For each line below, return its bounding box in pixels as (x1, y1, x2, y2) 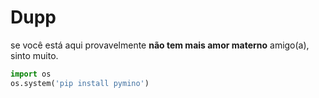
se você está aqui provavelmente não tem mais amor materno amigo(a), (10, 39, 310, 51)
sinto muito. (10, 49, 59, 61)
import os (10, 69, 52, 79)
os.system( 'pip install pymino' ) (10, 78, 150, 88)
